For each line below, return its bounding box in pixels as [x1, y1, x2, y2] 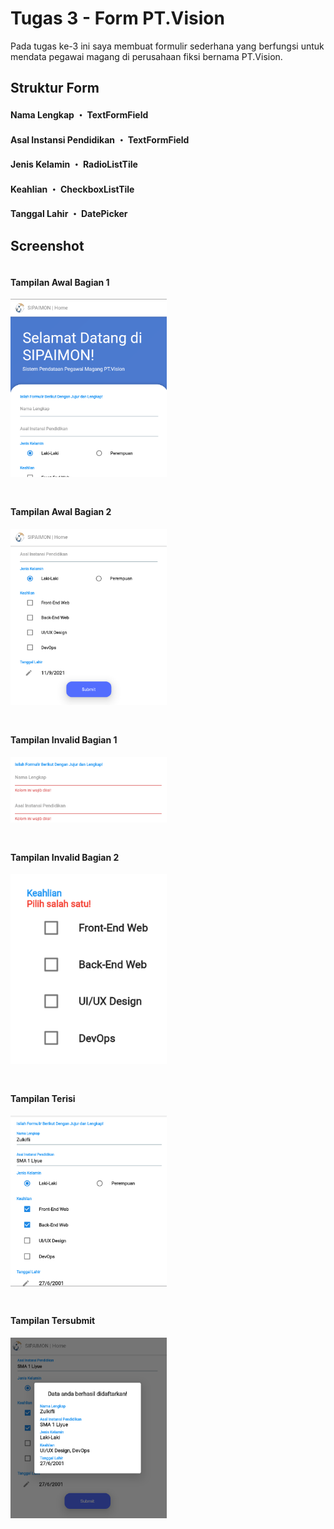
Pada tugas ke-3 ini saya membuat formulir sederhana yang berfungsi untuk [10, 40, 325, 52]
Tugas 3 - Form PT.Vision [10, 7, 225, 30]
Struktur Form [10, 80, 100, 97]
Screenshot [10, 237, 85, 254]
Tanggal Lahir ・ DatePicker [10, 208, 128, 220]
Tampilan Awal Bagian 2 [10, 505, 112, 517]
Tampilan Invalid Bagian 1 [10, 733, 118, 746]
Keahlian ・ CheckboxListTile [10, 183, 135, 195]
